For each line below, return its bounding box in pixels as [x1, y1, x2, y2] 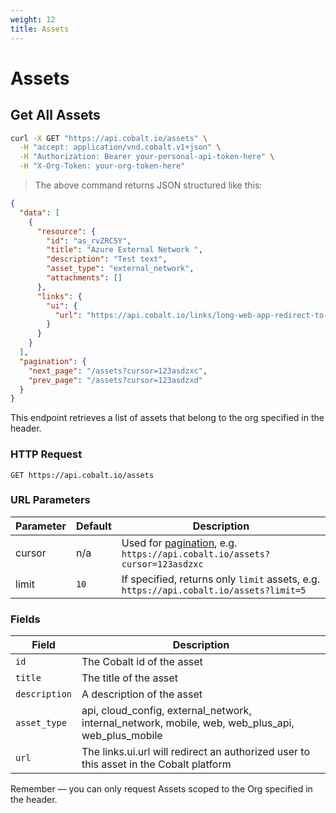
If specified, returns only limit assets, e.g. [121, 572, 321, 586]
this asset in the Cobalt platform [81, 757, 232, 771]
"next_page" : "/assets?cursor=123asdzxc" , [28, 366, 208, 376]
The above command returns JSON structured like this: [34, 179, 263, 191]
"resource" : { [36, 226, 97, 236]
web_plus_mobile [81, 729, 163, 743]
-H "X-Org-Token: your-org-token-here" [19, 161, 186, 171]
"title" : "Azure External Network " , [46, 245, 203, 255]
